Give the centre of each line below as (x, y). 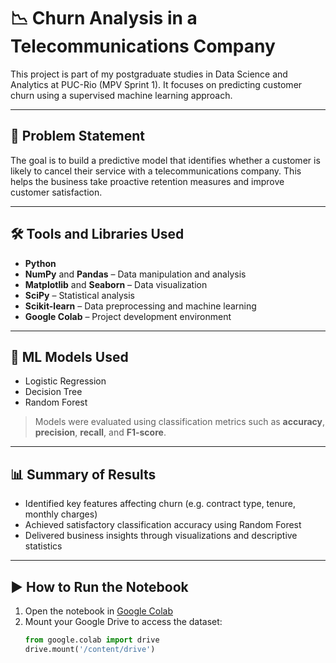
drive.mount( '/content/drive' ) (90, 649)
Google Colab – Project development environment (128, 316)
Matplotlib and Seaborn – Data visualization (116, 284)
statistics (43, 546)
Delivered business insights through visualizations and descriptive (161, 536)
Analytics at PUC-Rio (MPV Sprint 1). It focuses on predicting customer (156, 84)
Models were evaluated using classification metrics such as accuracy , (180, 422)
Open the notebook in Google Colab (99, 611)
